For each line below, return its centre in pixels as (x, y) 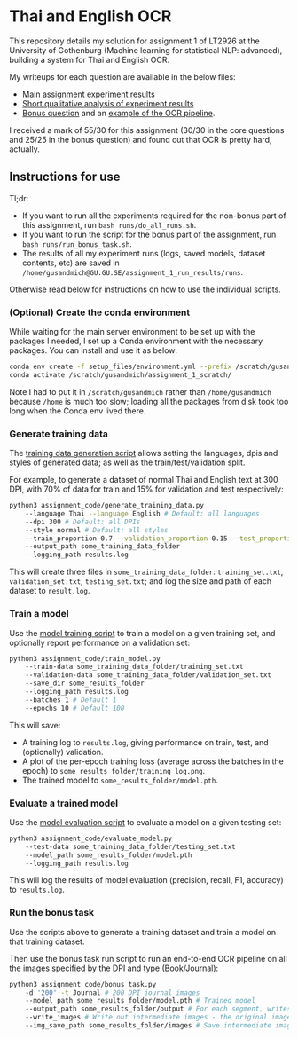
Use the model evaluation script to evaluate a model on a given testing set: (145, 822)
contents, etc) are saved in (71, 263)
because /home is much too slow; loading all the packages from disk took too (149, 401)
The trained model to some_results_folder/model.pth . (120, 780)
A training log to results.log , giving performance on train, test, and (145, 742)
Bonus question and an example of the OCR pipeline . (118, 113)
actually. (24, 149)
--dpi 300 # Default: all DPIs (83, 522)
